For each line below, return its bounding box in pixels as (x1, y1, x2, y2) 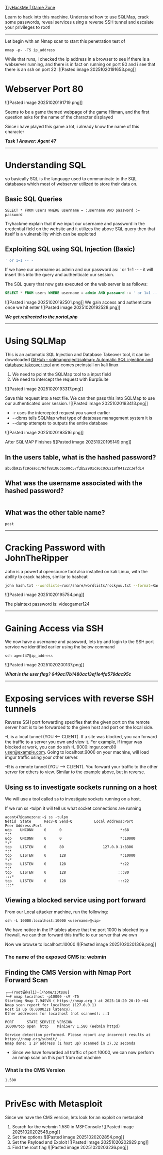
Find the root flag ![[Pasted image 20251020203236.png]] (12, 1144, 129, 1150)
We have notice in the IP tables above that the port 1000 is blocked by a (5, 927, 148, 933)
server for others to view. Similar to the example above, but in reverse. (5, 769, 146, 775)
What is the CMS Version (5, 1067, 65, 1073)
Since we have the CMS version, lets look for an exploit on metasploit (5, 1114, 144, 1120)
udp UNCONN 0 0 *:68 (5, 828, 130, 832)
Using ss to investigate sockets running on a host (5, 783, 157, 791)
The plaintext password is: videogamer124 (5, 601, 90, 607)
